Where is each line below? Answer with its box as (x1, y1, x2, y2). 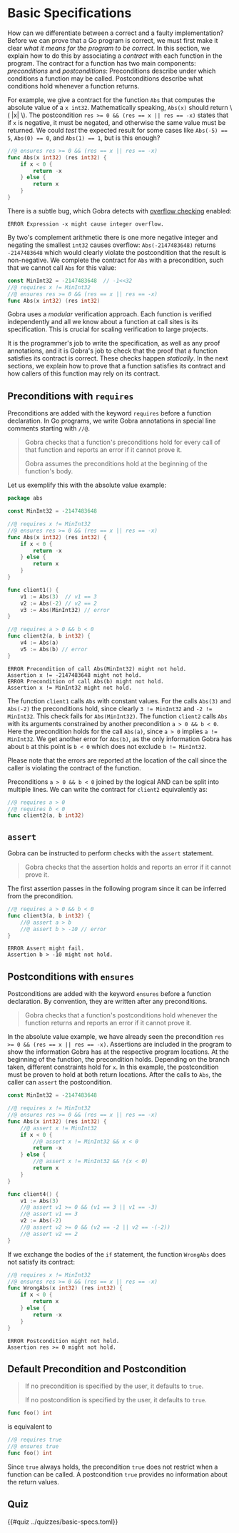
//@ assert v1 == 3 (20, 1210, 78, 1218)
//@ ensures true (7, 1443, 59, 1450)
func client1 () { (7, 586, 59, 593)
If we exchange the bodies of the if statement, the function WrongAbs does (7, 1250, 226, 1258)
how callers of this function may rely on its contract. (7, 369, 161, 378)
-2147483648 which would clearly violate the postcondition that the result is (7, 248, 227, 256)
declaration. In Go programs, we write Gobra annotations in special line (7, 416, 216, 426)
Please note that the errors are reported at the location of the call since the (7, 755, 227, 765)
